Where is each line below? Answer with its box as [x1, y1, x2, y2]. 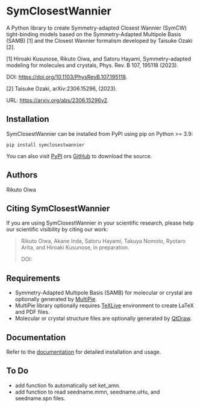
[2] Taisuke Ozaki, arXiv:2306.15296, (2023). [6, 84, 117, 92]
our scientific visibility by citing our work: [6, 226, 108, 233]
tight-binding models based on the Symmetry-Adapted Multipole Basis [6, 30, 181, 37]
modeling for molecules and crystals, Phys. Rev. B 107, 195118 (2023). [6, 62, 179, 69]
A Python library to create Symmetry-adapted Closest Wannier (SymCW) [6, 24, 187, 31]
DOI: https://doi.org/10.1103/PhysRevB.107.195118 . [6, 73, 128, 80]
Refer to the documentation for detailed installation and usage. [6, 348, 161, 355]
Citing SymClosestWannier [6, 203, 110, 214]
